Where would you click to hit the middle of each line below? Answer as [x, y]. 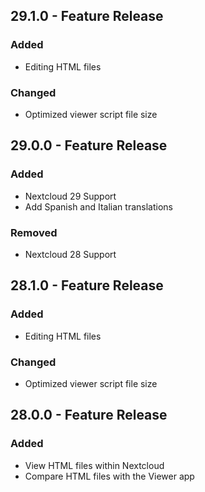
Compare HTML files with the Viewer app [109, 476]
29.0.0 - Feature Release [89, 145]
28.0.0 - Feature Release [89, 415]
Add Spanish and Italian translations [98, 206]
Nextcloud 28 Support [70, 254]
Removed [34, 232]
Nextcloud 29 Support [70, 196]
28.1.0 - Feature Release [87, 285]
